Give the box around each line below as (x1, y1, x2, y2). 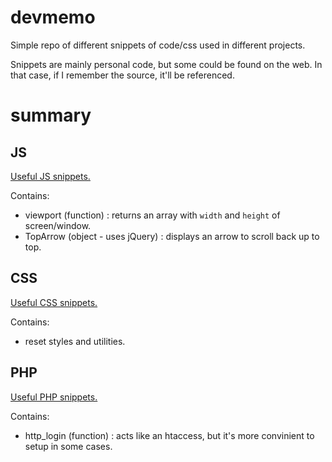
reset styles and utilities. (24, 335, 126, 347)
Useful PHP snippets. (10, 391, 98, 403)
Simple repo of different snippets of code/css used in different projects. (10, 39, 306, 51)
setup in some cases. (24, 440, 113, 452)
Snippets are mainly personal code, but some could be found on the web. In (10, 58, 323, 70)
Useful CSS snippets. (10, 296, 98, 308)
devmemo (10, 6, 96, 29)
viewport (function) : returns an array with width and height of (24, 209, 281, 221)
